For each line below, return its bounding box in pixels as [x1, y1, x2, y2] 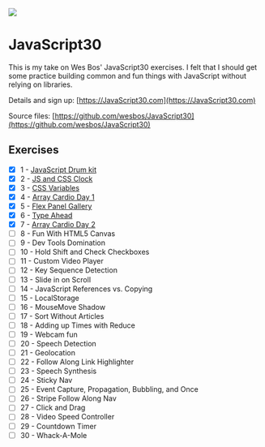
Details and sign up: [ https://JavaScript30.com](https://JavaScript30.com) [8, 95, 256, 105]
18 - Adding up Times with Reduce [19, 320, 136, 330]
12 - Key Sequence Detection [19, 265, 118, 275]
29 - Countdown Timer [19, 421, 97, 431]
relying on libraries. [8, 80, 73, 89]
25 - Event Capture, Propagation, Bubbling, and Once [19, 385, 199, 394]
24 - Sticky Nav [19, 376, 73, 385]
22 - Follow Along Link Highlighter [19, 357, 135, 367]
